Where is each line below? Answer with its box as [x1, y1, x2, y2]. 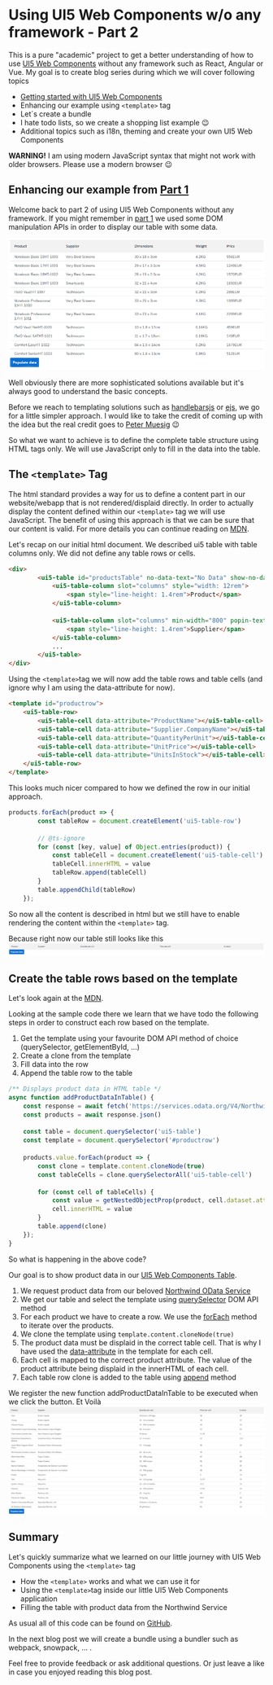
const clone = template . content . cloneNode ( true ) [37, 1162, 206, 1170]
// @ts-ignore [37, 834, 85, 842]
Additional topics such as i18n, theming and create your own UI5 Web [19, 126, 253, 136]
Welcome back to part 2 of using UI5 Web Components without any [8, 204, 234, 214]
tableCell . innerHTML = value [51, 860, 151, 868]
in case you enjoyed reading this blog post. [8, 1667, 153, 1677]
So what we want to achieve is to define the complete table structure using [8, 435, 259, 445]
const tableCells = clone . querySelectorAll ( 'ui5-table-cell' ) [37, 1170, 253, 1178]
